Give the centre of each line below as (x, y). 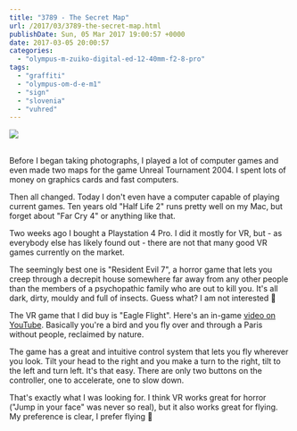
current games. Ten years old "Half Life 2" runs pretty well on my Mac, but (146, 207)
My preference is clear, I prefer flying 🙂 (81, 417)
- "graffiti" (41, 76)
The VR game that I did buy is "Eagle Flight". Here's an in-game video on (143, 316)
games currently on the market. (67, 252)
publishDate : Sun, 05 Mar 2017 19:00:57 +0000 (97, 34)
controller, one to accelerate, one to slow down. (97, 380)
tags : (19, 68)
